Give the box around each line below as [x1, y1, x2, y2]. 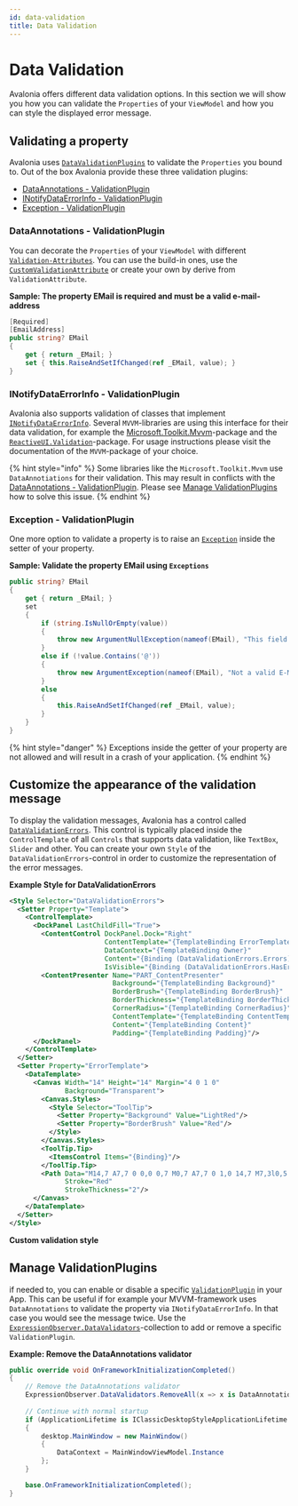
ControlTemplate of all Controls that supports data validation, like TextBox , [9, 833, 279, 844]
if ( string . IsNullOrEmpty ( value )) [41, 618, 169, 627]
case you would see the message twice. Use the [9, 1312, 186, 1323]
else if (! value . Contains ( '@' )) [41, 652, 161, 661]
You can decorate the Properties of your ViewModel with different [9, 245, 247, 256]
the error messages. [9, 862, 83, 873]
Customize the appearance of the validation [9, 777, 257, 793]
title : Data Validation [9, 21, 98, 30]
